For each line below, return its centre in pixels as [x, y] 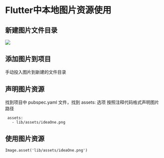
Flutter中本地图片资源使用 [58, 10]
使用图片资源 [25, 139]
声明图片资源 [25, 89]
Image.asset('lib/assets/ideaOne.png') [46, 151]
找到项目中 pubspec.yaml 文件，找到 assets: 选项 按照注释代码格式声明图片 [82, 102]
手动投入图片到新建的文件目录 [36, 72]
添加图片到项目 [28, 59]
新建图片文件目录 [31, 30]
